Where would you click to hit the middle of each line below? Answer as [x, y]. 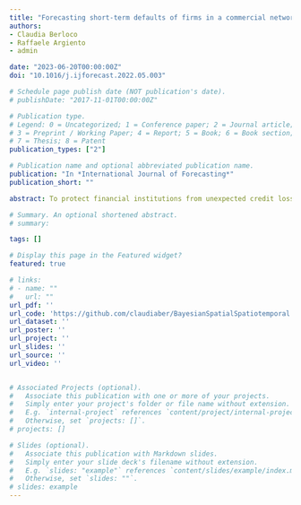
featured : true [38, 264]
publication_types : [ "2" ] [57, 150]
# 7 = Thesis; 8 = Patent [57, 141]
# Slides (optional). [50, 445]
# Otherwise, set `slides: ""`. [74, 479]
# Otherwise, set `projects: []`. [77, 421]
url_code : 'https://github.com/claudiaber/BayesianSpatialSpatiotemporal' [152, 313]
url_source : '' [38, 355]
